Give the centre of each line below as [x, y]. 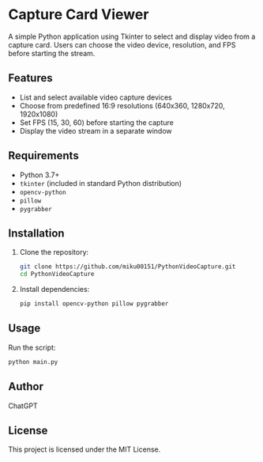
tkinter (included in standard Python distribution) [101, 183]
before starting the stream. [52, 53]
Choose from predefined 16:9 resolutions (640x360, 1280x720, [122, 105]
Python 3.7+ [39, 175]
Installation [36, 233]
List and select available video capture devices [96, 97]
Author [26, 386]
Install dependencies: [54, 290]
